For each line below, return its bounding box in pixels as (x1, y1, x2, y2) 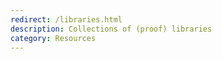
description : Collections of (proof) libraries (10, 24, 213, 34)
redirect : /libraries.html (10, 14, 123, 25)
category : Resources (10, 33, 97, 43)
